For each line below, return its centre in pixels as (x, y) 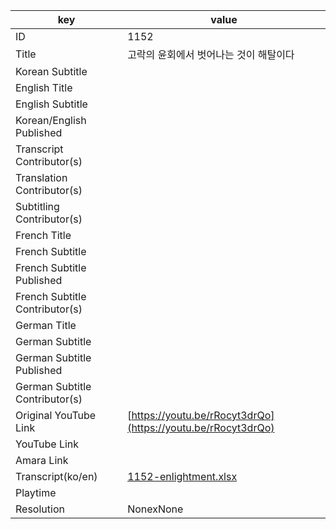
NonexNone (155, 509)
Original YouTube (56, 415)
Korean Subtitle (51, 71)
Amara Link (42, 460)
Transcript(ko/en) (56, 476)
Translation (41, 177)
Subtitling (37, 206)
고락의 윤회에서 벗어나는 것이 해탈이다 (211, 54)
